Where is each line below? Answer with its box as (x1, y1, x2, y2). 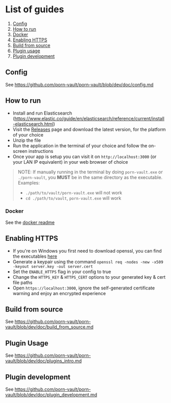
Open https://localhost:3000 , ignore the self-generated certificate (12, 285, 155, 291)
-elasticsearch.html (12, 121, 54, 127)
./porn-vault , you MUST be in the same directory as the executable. (17, 174, 163, 180)
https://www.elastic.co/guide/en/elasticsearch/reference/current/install (14, 115, 165, 121)
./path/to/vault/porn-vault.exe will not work (25, 189, 123, 195)
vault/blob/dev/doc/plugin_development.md (5, 392, 97, 398)
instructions (28, 148, 54, 154)
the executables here (12, 253, 57, 259)
